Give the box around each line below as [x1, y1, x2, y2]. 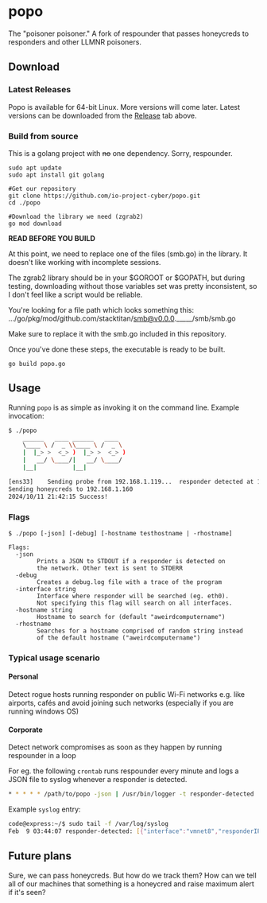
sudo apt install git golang [8, 170, 105, 179]
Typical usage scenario [8, 652, 101, 663]
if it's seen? [8, 887, 46, 897]
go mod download [8, 220, 62, 228]
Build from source [8, 130, 79, 142]
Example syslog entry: [8, 804, 81, 814]
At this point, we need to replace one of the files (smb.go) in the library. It [8, 249, 248, 259]
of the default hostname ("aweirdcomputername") [37, 633, 201, 642]
